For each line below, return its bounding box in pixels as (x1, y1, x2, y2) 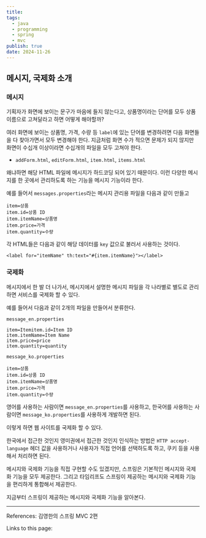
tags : (6, 15, 20, 21)
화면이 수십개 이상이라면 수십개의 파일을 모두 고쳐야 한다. (6, 144, 142, 151)
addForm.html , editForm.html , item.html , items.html (15, 156, 146, 164)
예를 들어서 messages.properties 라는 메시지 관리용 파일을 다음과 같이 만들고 (6, 189, 189, 197)
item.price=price (6, 338, 51, 344)
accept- (170, 438, 190, 444)
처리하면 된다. (17, 452, 51, 460)
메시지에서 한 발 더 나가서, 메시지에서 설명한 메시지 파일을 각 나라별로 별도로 (6, 283, 188, 290)
